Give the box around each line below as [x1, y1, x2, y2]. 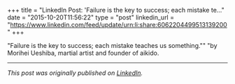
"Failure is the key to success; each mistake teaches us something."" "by [7, 42, 218, 49]
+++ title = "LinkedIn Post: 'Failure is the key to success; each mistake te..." [7, 6, 225, 14]
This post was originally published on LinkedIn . [7, 69, 143, 77]
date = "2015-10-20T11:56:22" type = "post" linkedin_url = [7, 13, 175, 22]
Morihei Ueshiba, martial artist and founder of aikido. [7, 49, 159, 57]
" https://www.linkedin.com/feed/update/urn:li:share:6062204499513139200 [7, 21, 227, 28]
